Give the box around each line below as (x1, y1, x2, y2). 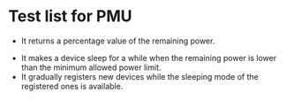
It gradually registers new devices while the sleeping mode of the (20, 71, 260, 81)
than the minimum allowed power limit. (20, 62, 162, 73)
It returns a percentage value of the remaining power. (20, 35, 215, 46)
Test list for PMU (8, 6, 132, 27)
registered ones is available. (20, 81, 124, 91)
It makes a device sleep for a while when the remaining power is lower (20, 52, 277, 63)
